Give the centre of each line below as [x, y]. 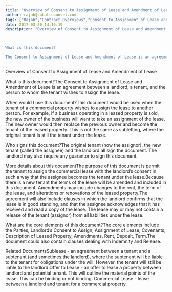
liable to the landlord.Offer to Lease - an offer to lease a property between [83, 267]
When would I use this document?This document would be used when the [83, 102]
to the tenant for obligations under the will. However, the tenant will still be [83, 262]
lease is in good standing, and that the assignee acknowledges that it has [83, 204]
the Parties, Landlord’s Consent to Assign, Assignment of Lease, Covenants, [85, 230]
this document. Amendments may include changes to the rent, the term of [83, 187]
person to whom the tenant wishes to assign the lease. [63, 92]
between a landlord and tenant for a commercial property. [66, 284]
